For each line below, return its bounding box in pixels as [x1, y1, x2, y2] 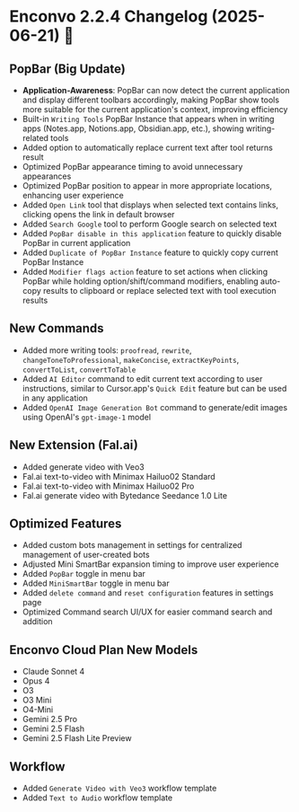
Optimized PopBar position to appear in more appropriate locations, [22, 181, 272, 190]
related [22, 133, 49, 143]
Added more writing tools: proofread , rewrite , [22, 344, 192, 356]
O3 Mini [22, 694, 52, 706]
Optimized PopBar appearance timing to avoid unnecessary [22, 162, 243, 172]
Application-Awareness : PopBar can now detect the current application [22, 85, 290, 95]
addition [22, 616, 53, 627]
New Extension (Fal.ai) [9, 437, 139, 453]
